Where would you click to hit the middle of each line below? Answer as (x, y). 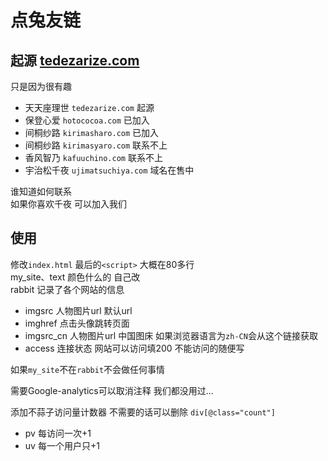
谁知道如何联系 (41, 191)
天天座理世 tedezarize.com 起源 (89, 107)
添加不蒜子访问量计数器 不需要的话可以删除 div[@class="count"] (143, 412)
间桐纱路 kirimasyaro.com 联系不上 (96, 145)
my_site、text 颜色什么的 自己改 (75, 277)
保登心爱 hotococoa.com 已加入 (87, 120)
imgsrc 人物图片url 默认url (78, 310)
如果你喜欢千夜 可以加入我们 (68, 204)
